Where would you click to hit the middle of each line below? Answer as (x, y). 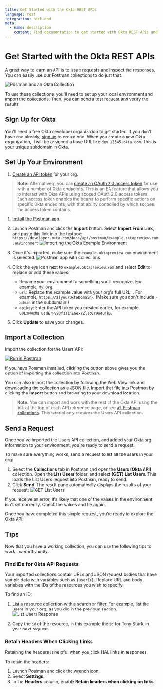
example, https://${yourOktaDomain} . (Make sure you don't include (87, 297)
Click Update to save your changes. (48, 322)
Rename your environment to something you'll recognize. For (81, 281)
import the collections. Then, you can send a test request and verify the (77, 99)
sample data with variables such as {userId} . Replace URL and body (74, 580)
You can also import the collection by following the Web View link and (75, 383)
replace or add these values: (41, 272)
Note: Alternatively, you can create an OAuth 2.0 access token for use (87, 183)
